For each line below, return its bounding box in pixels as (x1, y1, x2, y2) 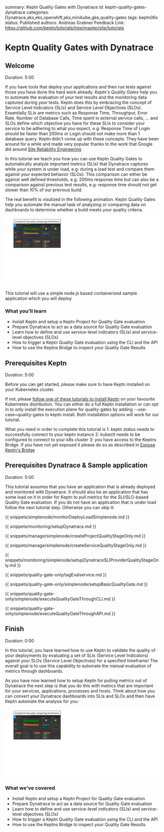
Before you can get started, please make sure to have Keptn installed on (5, 382, 150, 387)
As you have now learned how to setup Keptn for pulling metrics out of (5, 677, 147, 683)
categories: (26, 9, 50, 15)
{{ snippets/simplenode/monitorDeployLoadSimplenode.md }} (5, 514, 130, 520)
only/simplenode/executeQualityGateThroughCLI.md (5, 596, 111, 602)
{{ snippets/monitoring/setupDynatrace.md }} (5, 523, 97, 529)
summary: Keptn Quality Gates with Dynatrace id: (5, 4, 104, 10)
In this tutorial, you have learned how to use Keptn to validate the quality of (5, 647, 156, 653)
